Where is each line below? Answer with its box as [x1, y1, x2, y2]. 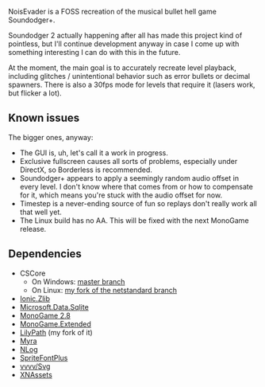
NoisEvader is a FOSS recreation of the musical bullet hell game [8, 7, 217, 16]
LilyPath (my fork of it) [19, 327, 93, 337]
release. [19, 224, 47, 233]
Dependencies [8, 247, 82, 261]
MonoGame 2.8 [19, 311, 71, 320]
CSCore [19, 268, 46, 278]
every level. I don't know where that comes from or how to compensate [19, 182, 254, 191]
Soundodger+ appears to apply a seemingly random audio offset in [19, 173, 240, 182]
